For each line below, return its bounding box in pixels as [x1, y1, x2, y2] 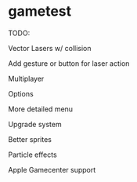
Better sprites [8, 134, 52, 144]
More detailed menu [8, 104, 73, 114]
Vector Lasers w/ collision [8, 43, 92, 53]
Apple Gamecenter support [8, 165, 96, 174]
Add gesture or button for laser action [8, 58, 130, 68]
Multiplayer [8, 74, 45, 83]
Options [8, 89, 34, 98]
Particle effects [8, 150, 57, 159]
